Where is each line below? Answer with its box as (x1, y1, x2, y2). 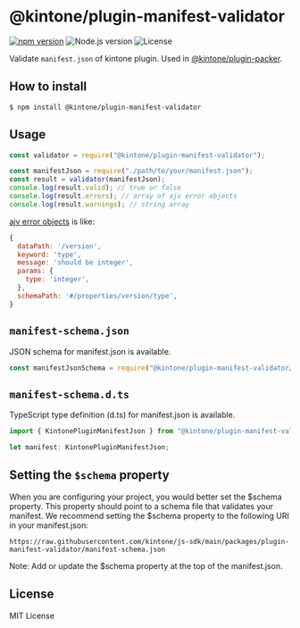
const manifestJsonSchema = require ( (9, 364, 150, 373)
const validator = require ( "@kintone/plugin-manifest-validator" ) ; (9, 150, 266, 160)
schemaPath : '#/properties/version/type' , (17, 291, 178, 300)
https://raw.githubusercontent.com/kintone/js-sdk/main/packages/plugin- (9, 537, 290, 546)
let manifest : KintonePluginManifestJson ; (9, 443, 170, 452)
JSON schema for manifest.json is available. (9, 346, 171, 356)
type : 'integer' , (25, 275, 90, 284)
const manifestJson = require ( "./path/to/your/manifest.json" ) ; (9, 167, 254, 176)
